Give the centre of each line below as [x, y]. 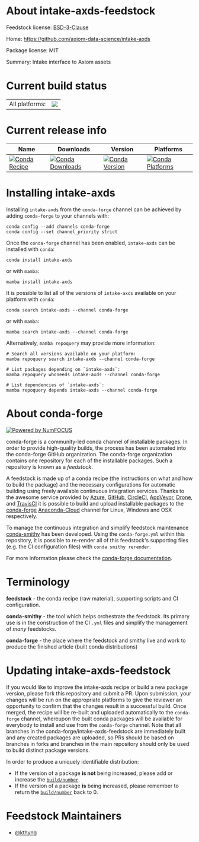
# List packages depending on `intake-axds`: [63, 369]
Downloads [74, 149]
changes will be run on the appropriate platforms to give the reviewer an [94, 700]
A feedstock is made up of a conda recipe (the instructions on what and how [99, 478]
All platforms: [28, 104]
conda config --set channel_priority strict [62, 232]
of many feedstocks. [31, 629]
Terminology [38, 582]
